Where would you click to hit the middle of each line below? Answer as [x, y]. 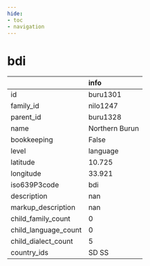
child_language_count [46, 230]
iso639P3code [35, 185]
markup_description [43, 208]
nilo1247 [103, 106]
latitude [23, 163]
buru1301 [105, 94]
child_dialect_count [42, 242]
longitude [26, 174]
